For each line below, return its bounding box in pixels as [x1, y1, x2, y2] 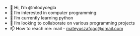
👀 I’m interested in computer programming [9, 10, 97, 16]
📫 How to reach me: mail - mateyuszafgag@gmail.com [9, 26, 123, 31]
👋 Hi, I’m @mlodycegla [9, 5, 56, 10]
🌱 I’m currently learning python [9, 15, 73, 20]
